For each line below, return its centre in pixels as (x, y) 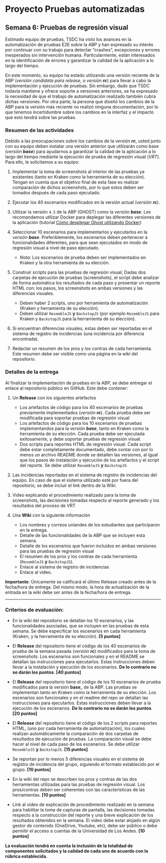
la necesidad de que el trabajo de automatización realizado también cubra (81, 96)
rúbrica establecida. (26, 856)
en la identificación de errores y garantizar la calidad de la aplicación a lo (80, 60)
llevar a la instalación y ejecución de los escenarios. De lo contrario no (84, 667)
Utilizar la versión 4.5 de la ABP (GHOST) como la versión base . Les (82, 212)
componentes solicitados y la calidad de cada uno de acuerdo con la (77, 851)
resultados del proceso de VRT (44, 505)
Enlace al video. (36, 572)
